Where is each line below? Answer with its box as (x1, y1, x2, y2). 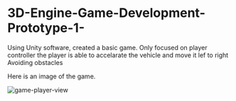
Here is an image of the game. (7, 72, 96, 81)
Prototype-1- (7, 20, 85, 36)
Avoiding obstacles (7, 58, 63, 66)
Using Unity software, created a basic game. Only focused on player (7, 43, 208, 52)
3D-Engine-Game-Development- (7, 5, 206, 21)
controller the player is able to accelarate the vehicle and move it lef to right (7, 51, 229, 59)
